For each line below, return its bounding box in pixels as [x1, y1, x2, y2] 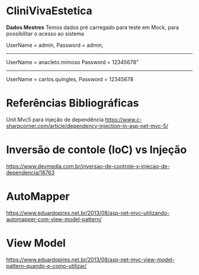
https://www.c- [105, 116, 142, 123]
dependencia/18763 [6, 169, 55, 176]
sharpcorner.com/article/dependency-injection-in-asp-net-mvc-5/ [6, 122, 169, 129]
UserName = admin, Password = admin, [6, 41, 104, 49]
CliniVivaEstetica [6, 4, 93, 18]
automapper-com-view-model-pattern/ [6, 215, 102, 223]
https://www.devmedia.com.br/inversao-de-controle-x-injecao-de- [6, 162, 170, 170]
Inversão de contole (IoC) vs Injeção [6, 143, 187, 156]
